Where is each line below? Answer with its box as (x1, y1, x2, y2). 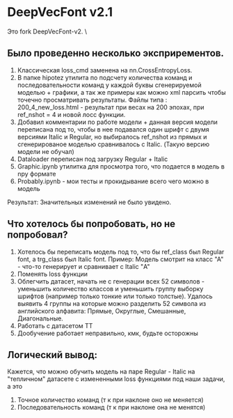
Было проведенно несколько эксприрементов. (7, 47, 225, 59)
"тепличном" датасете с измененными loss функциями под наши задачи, (7, 375, 225, 383)
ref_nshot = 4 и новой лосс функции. (17, 110, 126, 118)
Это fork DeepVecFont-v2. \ (7, 27, 88, 36)
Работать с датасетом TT (17, 321, 93, 330)
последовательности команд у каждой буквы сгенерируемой (17, 81, 202, 89)
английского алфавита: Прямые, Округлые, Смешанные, (17, 307, 186, 315)
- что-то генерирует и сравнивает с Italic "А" (17, 262, 151, 270)
